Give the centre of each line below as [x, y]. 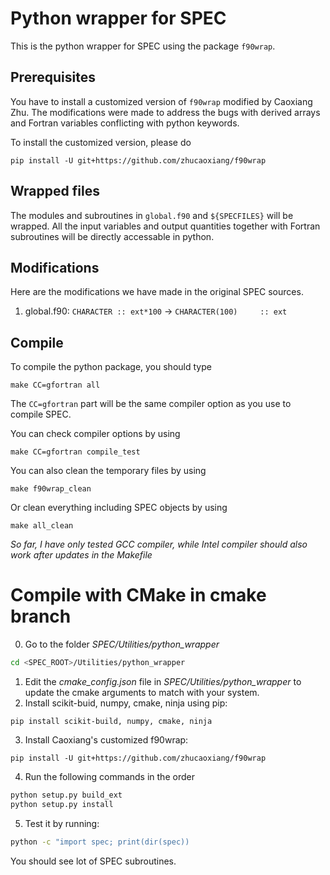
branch [41, 616]
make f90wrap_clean [51, 489]
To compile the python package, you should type [111, 367]
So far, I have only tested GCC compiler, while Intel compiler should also [159, 544]
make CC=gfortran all [55, 385]
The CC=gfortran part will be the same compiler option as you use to [151, 404]
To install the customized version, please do [101, 142]
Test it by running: [62, 823]
